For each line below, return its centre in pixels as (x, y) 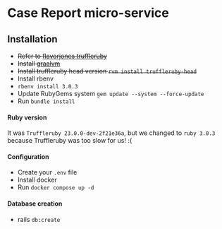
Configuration (28, 156)
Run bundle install (46, 101)
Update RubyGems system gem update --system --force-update (111, 94)
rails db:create (39, 219)
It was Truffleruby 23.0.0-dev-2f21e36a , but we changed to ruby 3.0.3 (111, 133)
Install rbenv (36, 78)
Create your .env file (47, 172)
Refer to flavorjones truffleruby (62, 56)
